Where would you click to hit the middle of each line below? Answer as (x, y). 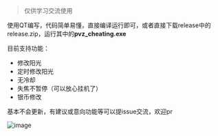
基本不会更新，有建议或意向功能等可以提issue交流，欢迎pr (90, 111)
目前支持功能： (28, 48)
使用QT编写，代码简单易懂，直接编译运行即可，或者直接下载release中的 (109, 25)
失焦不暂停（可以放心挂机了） (59, 89)
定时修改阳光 (35, 71)
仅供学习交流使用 (48, 11)
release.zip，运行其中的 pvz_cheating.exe (67, 34)
